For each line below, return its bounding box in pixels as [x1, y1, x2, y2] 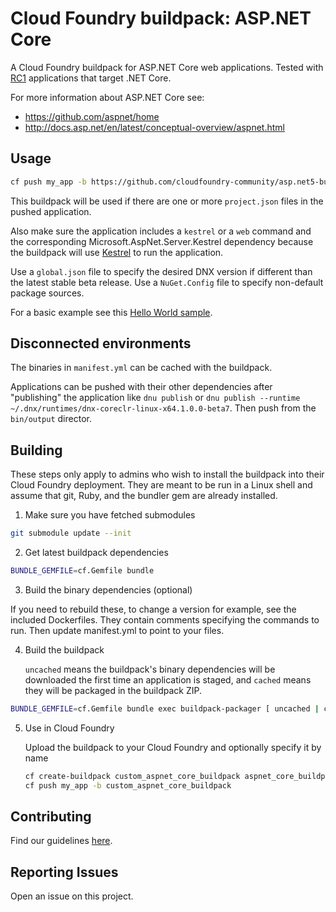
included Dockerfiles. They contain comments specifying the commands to [10, 614, 320, 626]
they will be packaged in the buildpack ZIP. [24, 685, 202, 696]
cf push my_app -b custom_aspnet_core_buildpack [24, 780, 232, 791]
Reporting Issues [10, 863, 119, 881]
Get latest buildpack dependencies [24, 547, 169, 559]
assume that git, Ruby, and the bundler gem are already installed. [10, 490, 278, 502]
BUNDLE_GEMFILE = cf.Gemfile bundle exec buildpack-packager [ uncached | [10, 704, 320, 714]
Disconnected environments [10, 335, 192, 352]
